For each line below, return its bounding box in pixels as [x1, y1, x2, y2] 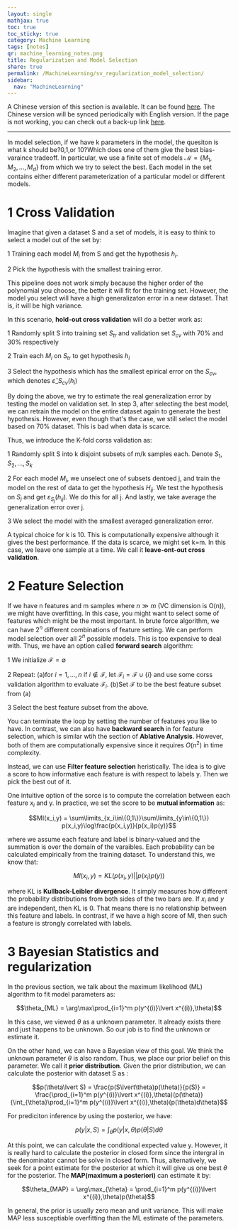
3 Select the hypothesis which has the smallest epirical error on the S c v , [7, 367, 217, 377]
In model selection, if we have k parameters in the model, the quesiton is [7, 138, 219, 146]
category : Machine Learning [7, 37, 91, 44]
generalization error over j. [7, 503, 85, 511]
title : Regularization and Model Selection [7, 57, 138, 64]
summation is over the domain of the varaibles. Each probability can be [7, 843, 215, 851]
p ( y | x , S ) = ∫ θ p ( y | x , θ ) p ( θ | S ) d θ [75, 1125, 163, 1135]
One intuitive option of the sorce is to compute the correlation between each [7, 791, 230, 799]
